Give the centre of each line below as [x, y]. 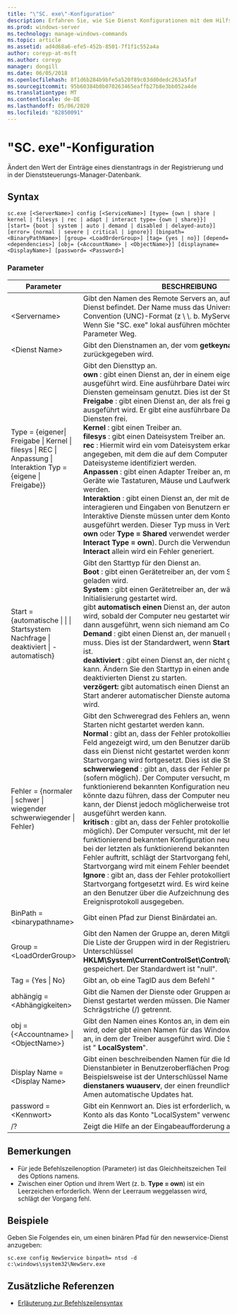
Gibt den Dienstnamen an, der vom [141, 345]
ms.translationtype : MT [42, 93]
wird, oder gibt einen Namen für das [143, 1030]
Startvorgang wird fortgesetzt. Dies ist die [153, 760]
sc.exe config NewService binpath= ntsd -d [72, 1258]
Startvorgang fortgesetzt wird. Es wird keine [156, 884]
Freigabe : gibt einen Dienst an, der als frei [154, 400]
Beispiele [28, 1221]
